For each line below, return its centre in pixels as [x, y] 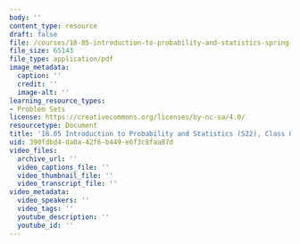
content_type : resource [54, 26]
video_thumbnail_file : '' [66, 175]
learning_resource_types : [57, 101]
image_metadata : [39, 68]
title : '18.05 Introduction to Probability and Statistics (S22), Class [147, 134]
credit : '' [37, 84]
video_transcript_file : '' [67, 184]
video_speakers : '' [54, 201]
